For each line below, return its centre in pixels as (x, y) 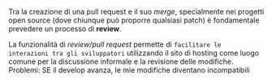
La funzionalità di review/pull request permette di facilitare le (115, 44)
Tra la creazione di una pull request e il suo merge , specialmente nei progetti (136, 12)
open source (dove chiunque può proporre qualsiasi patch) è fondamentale (134, 20)
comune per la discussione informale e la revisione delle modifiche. (121, 61)
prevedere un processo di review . (65, 29)
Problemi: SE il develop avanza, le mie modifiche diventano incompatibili (129, 70)
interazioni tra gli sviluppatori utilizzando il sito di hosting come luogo (134, 53)
